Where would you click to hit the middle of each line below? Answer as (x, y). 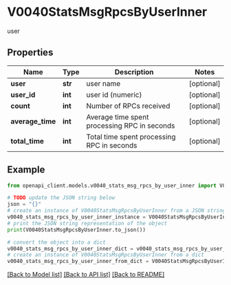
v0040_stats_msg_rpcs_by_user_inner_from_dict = (78, 262)
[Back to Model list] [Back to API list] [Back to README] (86, 275)
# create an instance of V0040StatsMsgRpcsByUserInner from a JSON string (117, 211)
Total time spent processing (131, 137)
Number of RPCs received (128, 106)
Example (26, 170)
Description (134, 71)
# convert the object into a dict (57, 242)
